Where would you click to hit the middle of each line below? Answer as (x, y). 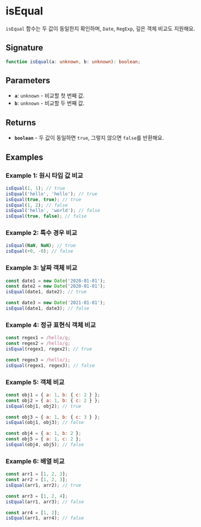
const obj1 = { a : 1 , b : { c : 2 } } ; (53, 395)
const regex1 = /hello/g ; (38, 338)
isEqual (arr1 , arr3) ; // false (45, 502)
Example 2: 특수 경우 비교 (42, 233)
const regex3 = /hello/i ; (38, 360)
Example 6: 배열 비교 (35, 461)
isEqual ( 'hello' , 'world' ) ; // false (53, 211)
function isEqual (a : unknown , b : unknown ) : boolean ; (73, 61)
